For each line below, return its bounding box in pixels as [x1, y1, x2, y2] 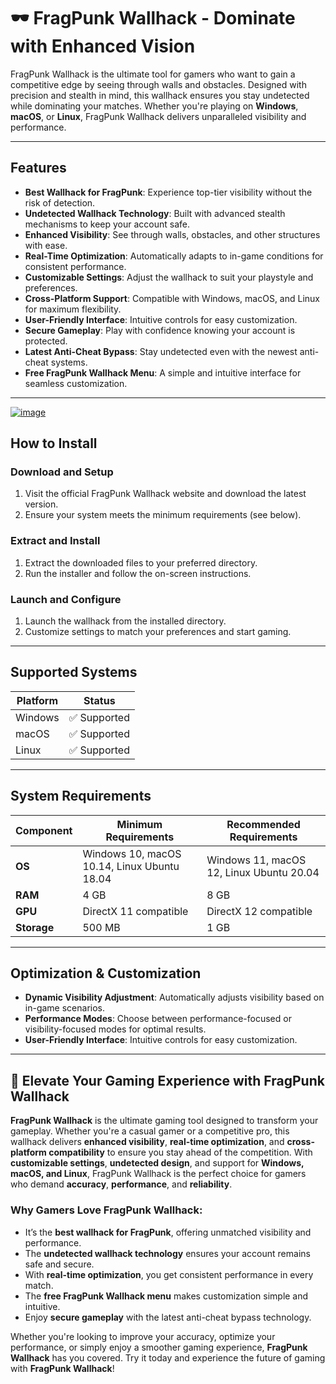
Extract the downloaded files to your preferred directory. [24, 556, 258, 569]
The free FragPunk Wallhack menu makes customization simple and [24, 1290, 309, 1302]
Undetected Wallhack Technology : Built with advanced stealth [24, 207, 286, 219]
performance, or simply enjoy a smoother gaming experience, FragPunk [10, 1341, 308, 1353]
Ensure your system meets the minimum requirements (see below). [24, 509, 302, 521]
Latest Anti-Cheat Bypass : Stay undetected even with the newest [24, 345, 298, 357]
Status [83, 693, 116, 707]
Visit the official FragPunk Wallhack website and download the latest [24, 488, 307, 500]
